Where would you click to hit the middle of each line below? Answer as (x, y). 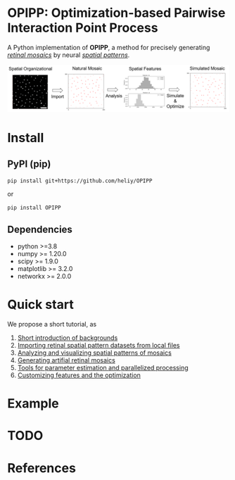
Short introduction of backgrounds (68, 337)
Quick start (40, 305)
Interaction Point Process (83, 28)
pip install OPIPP (34, 208)
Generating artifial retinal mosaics (66, 360)
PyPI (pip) (29, 164)
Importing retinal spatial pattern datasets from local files (99, 345)
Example (33, 404)
